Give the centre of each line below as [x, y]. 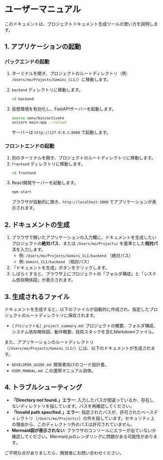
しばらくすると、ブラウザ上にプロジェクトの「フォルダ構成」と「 [78, 274]
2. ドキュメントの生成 [37, 225]
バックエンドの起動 [27, 62]
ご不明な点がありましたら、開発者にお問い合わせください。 [64, 453]
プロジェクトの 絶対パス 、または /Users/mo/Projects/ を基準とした [78, 243]
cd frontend [24, 173]
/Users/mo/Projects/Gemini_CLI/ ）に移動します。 [61, 79]
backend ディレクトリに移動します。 [47, 89]
